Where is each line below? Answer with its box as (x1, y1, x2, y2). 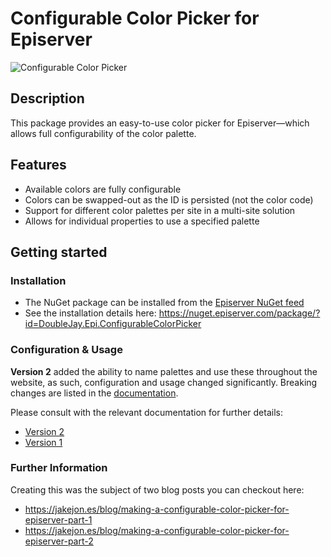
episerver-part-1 (24, 513, 93, 526)
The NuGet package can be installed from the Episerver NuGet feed (24, 297, 305, 309)
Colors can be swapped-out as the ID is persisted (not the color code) (24, 193, 314, 206)
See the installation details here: (24, 307, 157, 319)
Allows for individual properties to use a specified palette (24, 215, 260, 227)
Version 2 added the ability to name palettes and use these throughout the (10, 365, 318, 377)
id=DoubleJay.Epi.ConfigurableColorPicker (24, 318, 202, 330)
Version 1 (24, 436, 63, 448)
